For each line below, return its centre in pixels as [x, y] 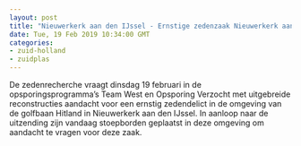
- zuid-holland [38, 51]
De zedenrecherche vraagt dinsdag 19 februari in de [105, 85]
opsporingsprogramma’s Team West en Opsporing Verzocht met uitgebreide [150, 94]
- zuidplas [30, 59]
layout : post [34, 17]
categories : [31, 43]
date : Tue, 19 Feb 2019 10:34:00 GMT [80, 34]
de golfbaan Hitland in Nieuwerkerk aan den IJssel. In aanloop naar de [139, 113]
